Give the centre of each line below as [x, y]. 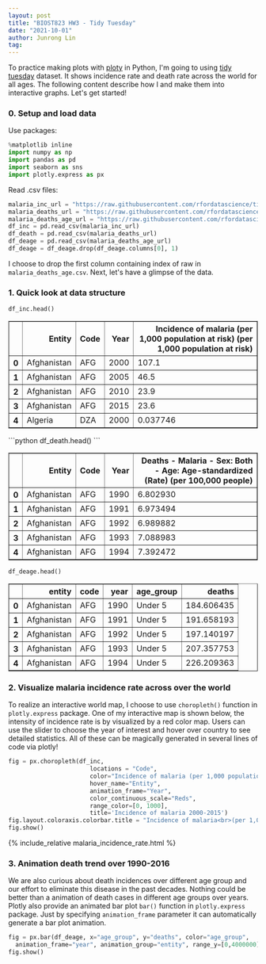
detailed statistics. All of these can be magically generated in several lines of [133, 739]
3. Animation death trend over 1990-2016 [89, 863]
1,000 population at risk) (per [196, 339]
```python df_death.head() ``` [54, 441]
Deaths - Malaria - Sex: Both [197, 461]
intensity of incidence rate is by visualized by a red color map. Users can [127, 721]
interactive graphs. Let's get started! [68, 93]
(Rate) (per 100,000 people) [199, 480]
